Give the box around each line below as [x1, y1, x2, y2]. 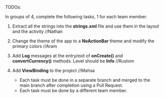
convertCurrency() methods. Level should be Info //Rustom [12, 58, 134, 64]
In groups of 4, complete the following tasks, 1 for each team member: [5, 14, 148, 19]
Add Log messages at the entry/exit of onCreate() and [12, 53, 123, 59]
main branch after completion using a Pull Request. [19, 82, 123, 88]
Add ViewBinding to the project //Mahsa [12, 67, 95, 73]
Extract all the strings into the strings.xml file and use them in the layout [12, 23, 159, 29]
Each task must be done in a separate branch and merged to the [19, 77, 150, 83]
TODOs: [5, 4, 21, 10]
